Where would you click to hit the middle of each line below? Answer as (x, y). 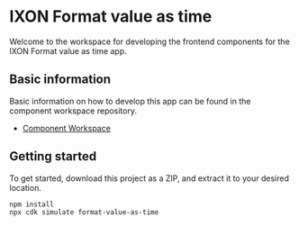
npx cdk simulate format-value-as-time (84, 212)
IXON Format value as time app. (68, 50)
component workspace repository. (73, 111)
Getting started (53, 156)
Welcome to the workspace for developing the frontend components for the (149, 41)
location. (26, 187)
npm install (32, 204)
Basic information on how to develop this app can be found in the (130, 101)
